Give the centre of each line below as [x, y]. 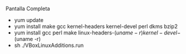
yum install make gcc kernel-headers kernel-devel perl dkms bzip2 [96, 26]
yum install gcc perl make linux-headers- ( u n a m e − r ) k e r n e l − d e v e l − [97, 33]
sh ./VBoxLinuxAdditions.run [49, 45]
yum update [29, 20]
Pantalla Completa [28, 9]
